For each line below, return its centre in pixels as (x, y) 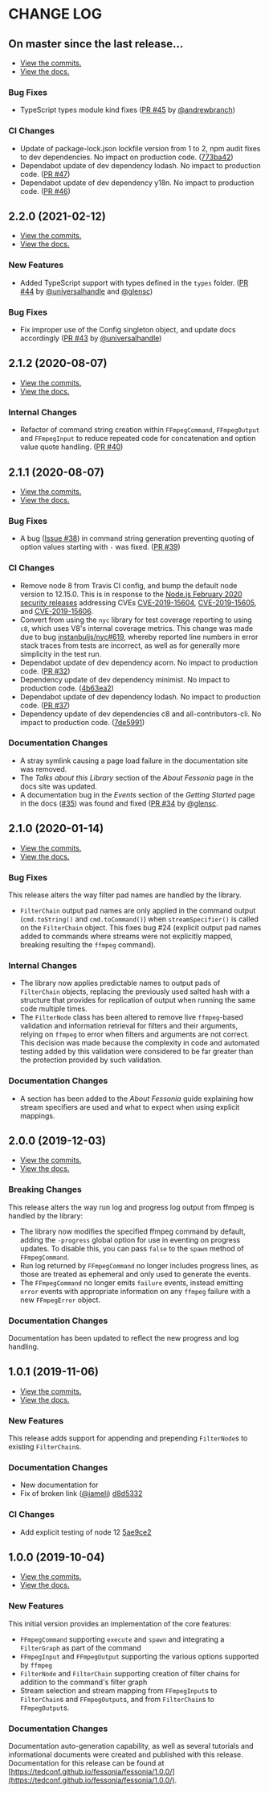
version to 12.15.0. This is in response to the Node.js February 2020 (131, 594)
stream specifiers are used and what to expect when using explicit (130, 1107)
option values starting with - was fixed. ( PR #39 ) (100, 547)
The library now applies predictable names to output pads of (120, 983)
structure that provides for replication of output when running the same (138, 1000)
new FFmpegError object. (60, 1300)
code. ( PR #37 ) (45, 705)
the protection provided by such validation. (91, 1060)
